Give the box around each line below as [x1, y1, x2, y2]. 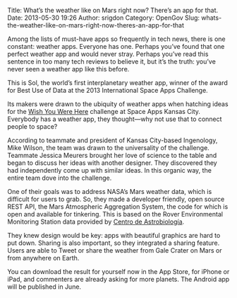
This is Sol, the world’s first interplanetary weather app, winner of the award [7, 79, 228, 87]
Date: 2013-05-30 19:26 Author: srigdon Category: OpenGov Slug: [7, 13, 200, 22]
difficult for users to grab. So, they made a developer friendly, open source [7, 195, 225, 203]
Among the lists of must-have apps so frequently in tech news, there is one [7, 35, 226, 43]
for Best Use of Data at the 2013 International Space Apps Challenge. [7, 86, 208, 94]
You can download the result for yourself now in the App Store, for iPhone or [7, 268, 230, 275]
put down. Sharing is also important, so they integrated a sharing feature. [7, 239, 220, 247]
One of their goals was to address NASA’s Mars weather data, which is [7, 188, 212, 195]
